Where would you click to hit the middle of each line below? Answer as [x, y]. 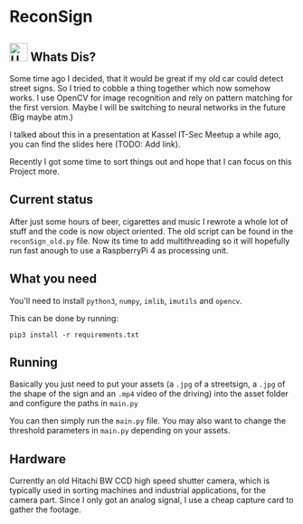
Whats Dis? [63, 57]
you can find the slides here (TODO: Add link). [95, 144]
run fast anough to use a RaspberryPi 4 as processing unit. [119, 250]
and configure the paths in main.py [74, 404]
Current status [51, 200]
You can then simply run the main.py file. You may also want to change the [148, 421]
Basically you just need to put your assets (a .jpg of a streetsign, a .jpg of [147, 384]
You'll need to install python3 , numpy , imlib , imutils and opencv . [126, 300]
